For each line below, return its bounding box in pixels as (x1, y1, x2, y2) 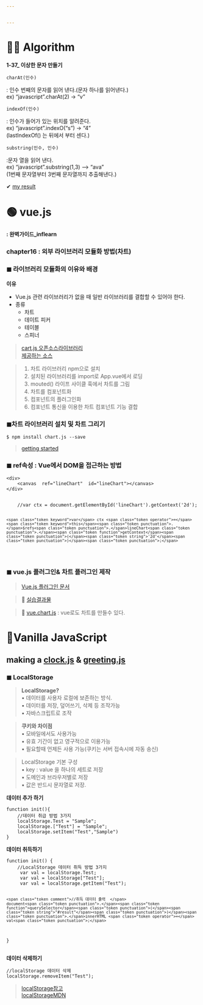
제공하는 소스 (21, 352, 53, 359)
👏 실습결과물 (21, 596, 52, 603)
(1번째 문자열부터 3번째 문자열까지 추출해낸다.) (6, 170, 117, 178)
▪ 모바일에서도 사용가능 (21, 730, 77, 737)
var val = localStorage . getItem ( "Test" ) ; (20, 880, 127, 886)
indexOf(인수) (6, 106, 40, 112)
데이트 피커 (24, 316, 51, 323)
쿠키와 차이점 (21, 722, 53, 730)
